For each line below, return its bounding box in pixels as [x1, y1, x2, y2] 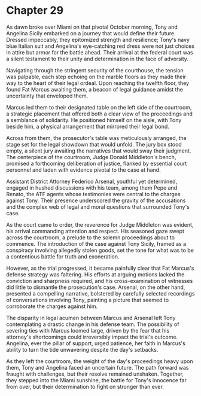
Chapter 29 [6, 4, 64, 17]
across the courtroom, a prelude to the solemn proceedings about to [6, 234, 175, 241]
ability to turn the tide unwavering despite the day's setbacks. [6, 346, 159, 353]
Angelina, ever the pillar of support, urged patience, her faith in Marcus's [6, 339, 185, 347]
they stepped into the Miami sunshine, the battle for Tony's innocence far [6, 376, 187, 383]
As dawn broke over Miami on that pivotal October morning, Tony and [6, 23, 178, 31]
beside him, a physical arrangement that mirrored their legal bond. [6, 123, 169, 130]
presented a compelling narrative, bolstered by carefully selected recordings [6, 290, 195, 297]
